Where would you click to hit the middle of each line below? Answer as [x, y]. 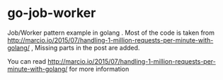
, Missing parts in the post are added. [86, 47]
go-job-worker [52, 13]
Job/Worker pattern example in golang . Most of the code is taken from [111, 33]
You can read [27, 61]
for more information [99, 69]
